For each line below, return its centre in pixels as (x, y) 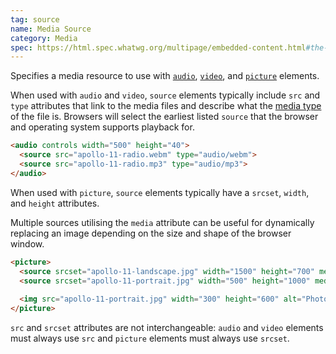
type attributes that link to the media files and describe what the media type (166, 106)
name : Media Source (51, 29)
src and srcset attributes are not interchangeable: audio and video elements (167, 327)
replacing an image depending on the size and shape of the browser (151, 233)
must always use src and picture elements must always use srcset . (150, 338)
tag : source (35, 19)
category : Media (44, 38)
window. (27, 243)
